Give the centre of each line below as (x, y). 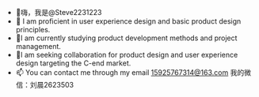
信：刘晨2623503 (44, 85)
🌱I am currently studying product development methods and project (126, 38)
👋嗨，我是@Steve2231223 (59, 12)
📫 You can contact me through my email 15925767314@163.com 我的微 (133, 73)
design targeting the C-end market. (73, 63)
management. (38, 46)
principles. (33, 30)
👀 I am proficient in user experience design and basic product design (128, 21)
